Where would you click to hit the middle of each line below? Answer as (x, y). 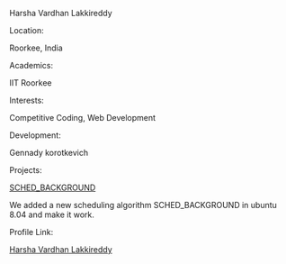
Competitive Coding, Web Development (82, 118)
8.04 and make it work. (52, 214)
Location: (27, 30)
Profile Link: (31, 232)
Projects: (26, 170)
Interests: (27, 100)
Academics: (31, 65)
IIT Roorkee (31, 83)
